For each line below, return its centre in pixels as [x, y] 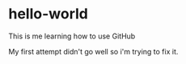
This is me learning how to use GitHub [72, 36]
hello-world [49, 14]
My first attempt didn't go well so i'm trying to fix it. [93, 51]
